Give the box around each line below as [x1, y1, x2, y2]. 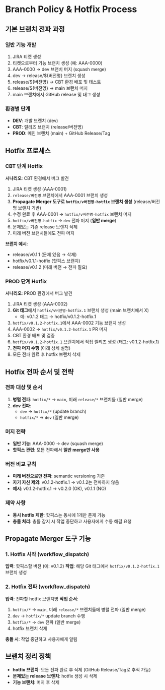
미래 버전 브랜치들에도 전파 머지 [12, 230, 74, 236]
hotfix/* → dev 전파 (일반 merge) [12, 619, 81, 625]
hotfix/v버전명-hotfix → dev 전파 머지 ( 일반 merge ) [12, 217, 117, 223]
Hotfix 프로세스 [5, 146, 51, 155]
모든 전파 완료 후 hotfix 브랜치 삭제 [12, 351, 81, 357]
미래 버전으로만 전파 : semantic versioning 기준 [12, 473, 105, 479]
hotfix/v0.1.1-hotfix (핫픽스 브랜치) [12, 258, 80, 264]
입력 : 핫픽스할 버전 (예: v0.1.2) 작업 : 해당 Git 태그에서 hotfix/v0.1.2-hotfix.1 [5, 563, 160, 569]
